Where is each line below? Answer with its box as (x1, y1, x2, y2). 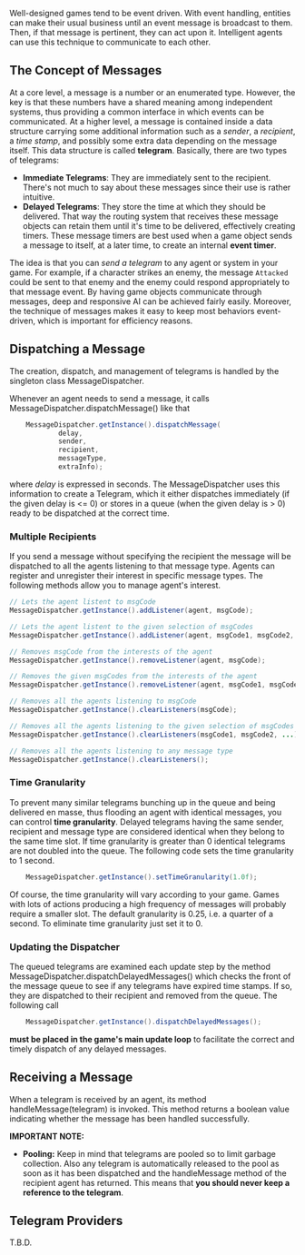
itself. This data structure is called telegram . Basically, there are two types (9, 144, 288, 155)
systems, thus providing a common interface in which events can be (9, 106, 265, 117)
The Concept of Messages (9, 63, 162, 78)
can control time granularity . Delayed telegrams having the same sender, (9, 816, 284, 827)
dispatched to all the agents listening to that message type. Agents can (9, 560, 275, 571)
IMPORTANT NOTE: (9, 1131, 84, 1141)
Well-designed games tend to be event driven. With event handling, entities (9, 8, 291, 18)
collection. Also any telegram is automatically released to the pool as (22, 1158, 280, 1169)
